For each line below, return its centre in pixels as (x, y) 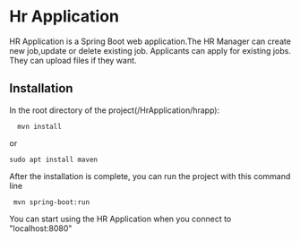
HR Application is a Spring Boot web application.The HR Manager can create (150, 41)
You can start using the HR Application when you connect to (120, 219)
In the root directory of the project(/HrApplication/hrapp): (115, 110)
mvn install (40, 126)
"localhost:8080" (41, 228)
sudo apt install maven (54, 159)
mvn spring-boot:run (51, 202)
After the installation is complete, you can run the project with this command (150, 176)
